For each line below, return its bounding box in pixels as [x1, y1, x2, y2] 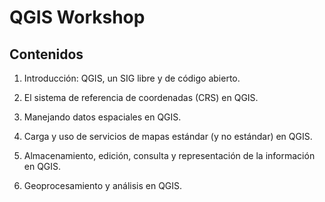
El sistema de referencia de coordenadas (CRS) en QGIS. [23, 92, 259, 103]
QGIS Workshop [9, 6, 146, 29]
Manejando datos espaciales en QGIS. [23, 111, 182, 123]
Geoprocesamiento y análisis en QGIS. [23, 180, 183, 191]
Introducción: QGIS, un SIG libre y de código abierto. [23, 72, 241, 84]
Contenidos [9, 46, 84, 63]
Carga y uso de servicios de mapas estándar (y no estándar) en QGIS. [23, 131, 313, 142]
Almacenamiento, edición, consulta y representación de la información [23, 150, 316, 161]
